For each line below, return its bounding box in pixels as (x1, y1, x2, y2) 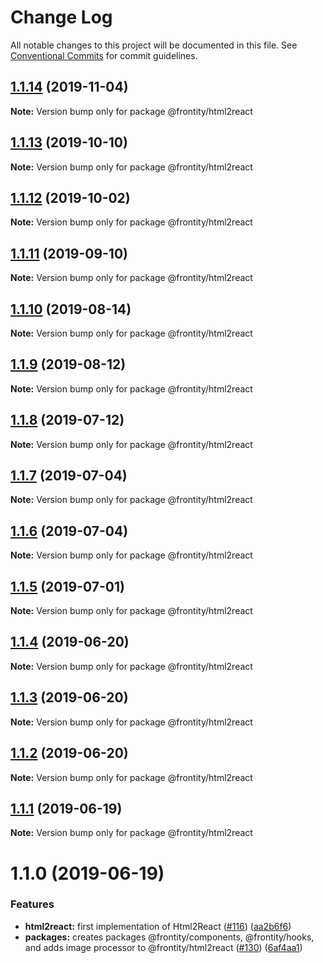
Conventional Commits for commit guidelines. (10, 49, 198, 61)
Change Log (10, 6, 113, 29)
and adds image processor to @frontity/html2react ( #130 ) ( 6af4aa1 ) (24, 941, 303, 953)
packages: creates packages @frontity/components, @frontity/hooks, (24, 931, 315, 943)
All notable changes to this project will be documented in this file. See (10, 39, 298, 51)
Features (10, 897, 55, 911)
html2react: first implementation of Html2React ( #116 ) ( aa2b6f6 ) (24, 920, 292, 932)
